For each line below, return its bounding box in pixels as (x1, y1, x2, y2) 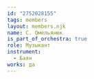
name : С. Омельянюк (7, 29, 63, 36)
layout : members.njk (7, 23, 67, 30)
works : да (7, 61, 36, 68)
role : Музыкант (7, 42, 51, 49)
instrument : (7, 49, 41, 56)
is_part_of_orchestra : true (7, 36, 88, 43)
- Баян (13, 55, 32, 62)
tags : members (7, 16, 48, 23)
